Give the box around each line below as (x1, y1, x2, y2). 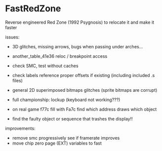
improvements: (5, 125, 36, 131)
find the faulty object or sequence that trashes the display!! (12, 115, 133, 121)
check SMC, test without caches (12, 63, 79, 69)
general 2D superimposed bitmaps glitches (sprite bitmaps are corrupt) (12, 87, 158, 93)
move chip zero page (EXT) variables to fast (12, 140, 102, 146)
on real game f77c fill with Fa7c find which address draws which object (12, 106, 157, 112)
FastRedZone (5, 3, 61, 14)
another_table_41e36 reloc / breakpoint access (12, 53, 108, 59)
